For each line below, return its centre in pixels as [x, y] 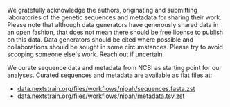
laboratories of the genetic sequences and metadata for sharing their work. [114, 17]
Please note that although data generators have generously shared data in [113, 25]
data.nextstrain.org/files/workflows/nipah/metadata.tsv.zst [101, 96]
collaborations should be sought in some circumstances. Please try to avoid [115, 47]
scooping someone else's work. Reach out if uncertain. [86, 54]
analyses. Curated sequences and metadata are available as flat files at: [110, 75]
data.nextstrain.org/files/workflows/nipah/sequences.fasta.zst [106, 89]
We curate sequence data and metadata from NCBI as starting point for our [114, 68]
